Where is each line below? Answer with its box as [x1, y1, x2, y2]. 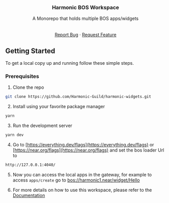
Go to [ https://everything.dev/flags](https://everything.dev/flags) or [12, 142, 154, 148]
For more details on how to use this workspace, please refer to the [12, 187, 152, 193]
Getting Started [5, 46, 55, 55]
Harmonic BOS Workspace [51, 4, 120, 11]
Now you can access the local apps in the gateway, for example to [12, 171, 152, 177]
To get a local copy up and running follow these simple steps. [5, 60, 134, 66]
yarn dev [5, 133, 24, 138]
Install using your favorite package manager [12, 104, 105, 110]
